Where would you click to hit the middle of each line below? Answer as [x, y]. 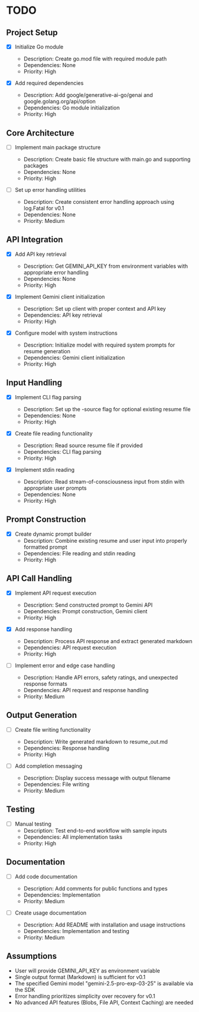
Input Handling [34, 383]
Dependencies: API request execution [70, 647]
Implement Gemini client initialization [60, 296]
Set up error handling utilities [50, 190]
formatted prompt [45, 547]
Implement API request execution [55, 593]
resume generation [47, 351]
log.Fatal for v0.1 [44, 208]
